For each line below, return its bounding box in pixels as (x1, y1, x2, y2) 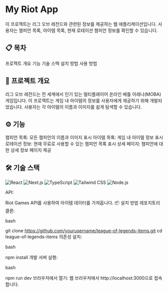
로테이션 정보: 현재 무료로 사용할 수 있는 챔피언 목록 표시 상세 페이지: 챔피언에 (5, 141, 158, 147)
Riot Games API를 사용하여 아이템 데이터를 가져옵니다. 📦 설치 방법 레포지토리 (5, 200, 160, 206)
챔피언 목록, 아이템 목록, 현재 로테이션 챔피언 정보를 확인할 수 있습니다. (18, 27, 158, 34)
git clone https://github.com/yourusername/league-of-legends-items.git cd (5, 228, 162, 234)
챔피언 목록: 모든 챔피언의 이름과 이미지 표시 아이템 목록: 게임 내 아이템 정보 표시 (5, 135, 163, 141)
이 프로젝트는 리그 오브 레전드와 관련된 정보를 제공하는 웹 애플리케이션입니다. (5, 21, 157, 27)
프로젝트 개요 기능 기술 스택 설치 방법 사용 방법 (5, 60, 97, 67)
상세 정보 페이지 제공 (10, 147, 52, 153)
